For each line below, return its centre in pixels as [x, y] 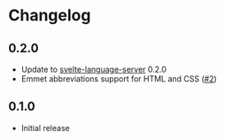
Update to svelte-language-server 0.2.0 [94, 69]
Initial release [45, 128]
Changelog [50, 16]
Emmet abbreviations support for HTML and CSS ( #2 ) [119, 79]
